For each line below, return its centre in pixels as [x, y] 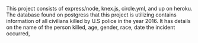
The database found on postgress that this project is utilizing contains [91, 15]
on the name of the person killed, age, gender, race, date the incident [91, 27]
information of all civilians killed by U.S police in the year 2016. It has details [98, 21]
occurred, [18, 34]
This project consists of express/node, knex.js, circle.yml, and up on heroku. [99, 9]
